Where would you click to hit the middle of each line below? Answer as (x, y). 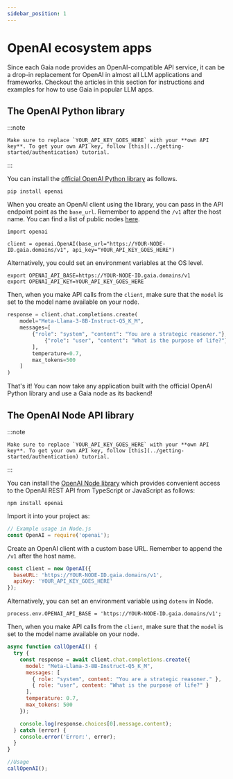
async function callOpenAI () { (52, 647)
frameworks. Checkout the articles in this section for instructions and (106, 82)
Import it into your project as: (49, 516)
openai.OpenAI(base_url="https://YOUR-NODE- (101, 244)
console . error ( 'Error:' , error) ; (68, 737)
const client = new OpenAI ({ (49, 568)
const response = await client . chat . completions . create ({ (105, 660)
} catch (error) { (40, 730)
